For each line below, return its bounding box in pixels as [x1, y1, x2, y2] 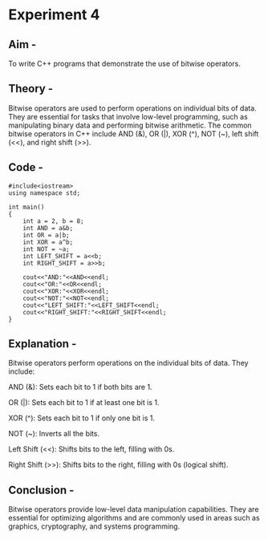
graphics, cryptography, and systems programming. [8, 521, 181, 531]
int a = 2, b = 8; [22, 217, 84, 225]
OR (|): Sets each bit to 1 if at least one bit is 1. [8, 398, 160, 407]
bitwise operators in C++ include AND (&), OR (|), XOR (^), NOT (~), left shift [8, 128, 259, 138]
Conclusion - [8, 483, 75, 496]
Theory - [8, 82, 54, 95]
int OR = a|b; [22, 231, 70, 239]
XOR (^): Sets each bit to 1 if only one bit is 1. [8, 413, 155, 423]
